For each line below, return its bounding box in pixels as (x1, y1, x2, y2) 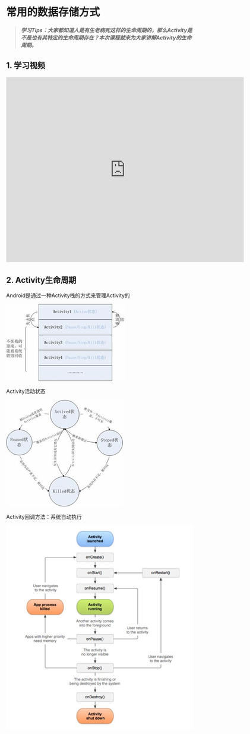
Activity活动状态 (6, 388, 46, 395)
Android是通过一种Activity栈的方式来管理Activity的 (6, 292, 131, 299)
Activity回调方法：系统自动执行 (6, 514, 82, 521)
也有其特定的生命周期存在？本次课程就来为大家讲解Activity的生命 (31, 34, 192, 41)
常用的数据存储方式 (6, 5, 100, 19)
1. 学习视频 (6, 61, 46, 71)
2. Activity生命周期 (6, 275, 77, 285)
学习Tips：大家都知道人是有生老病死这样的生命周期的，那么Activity (20, 26, 187, 33)
